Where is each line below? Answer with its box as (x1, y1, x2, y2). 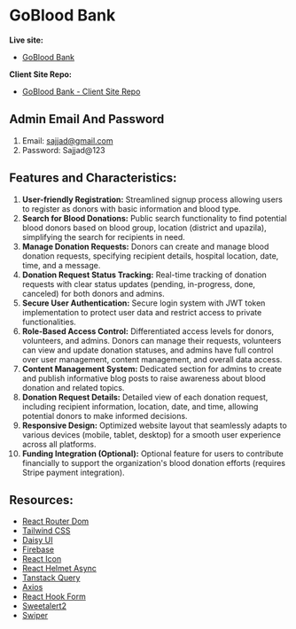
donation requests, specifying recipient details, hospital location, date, (21, 250, 279, 261)
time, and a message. (21, 260, 101, 270)
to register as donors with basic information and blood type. (21, 203, 241, 214)
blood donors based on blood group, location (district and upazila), (21, 222, 268, 233)
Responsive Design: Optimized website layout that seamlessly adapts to (21, 420, 288, 431)
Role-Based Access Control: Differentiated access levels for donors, (21, 325, 275, 337)
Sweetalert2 (21, 601, 66, 611)
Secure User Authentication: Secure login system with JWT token (21, 298, 266, 308)
